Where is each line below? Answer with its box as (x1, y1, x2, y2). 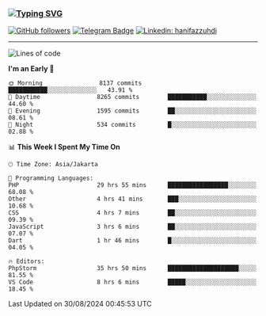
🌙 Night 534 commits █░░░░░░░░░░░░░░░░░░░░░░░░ (8, 121, 257, 129)
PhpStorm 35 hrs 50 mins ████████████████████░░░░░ (8, 265, 257, 272)
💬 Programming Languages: (8, 174, 93, 182)
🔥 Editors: (8, 257, 45, 265)
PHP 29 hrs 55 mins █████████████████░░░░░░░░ (8, 181, 257, 189)
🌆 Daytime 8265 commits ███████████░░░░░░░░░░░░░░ (8, 93, 257, 101)
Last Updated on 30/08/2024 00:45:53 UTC (8, 299, 152, 309)
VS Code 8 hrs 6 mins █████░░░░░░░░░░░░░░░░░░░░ (8, 278, 257, 287)
